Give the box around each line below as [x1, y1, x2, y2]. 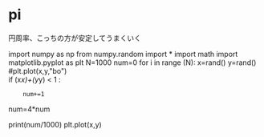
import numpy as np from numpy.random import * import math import [8, 49, 238, 58]
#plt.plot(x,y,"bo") [8, 66, 67, 75]
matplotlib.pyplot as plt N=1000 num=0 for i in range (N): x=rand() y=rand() [8, 58, 257, 67]
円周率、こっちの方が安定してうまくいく [8, 33, 142, 42]
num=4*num [8, 104, 51, 114]
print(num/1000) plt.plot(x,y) [8, 119, 102, 129]
